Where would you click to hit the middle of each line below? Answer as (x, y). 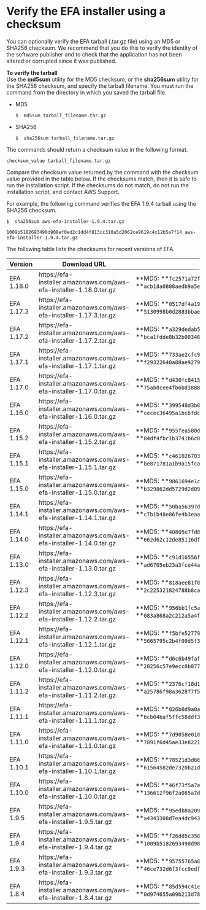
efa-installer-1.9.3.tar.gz (75, 872)
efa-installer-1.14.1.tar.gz (78, 518)
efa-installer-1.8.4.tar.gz (75, 898)
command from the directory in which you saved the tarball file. (86, 92)
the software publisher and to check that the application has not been (94, 54)
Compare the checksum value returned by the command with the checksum (102, 172)
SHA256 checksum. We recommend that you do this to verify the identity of (102, 48)
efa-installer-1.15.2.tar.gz (78, 441)
